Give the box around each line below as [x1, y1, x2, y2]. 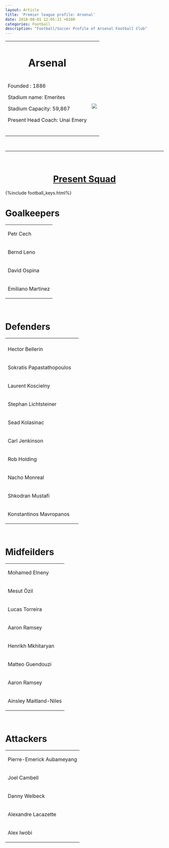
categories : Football [5, 21, 51, 27]
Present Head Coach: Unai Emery [8, 117, 87, 124]
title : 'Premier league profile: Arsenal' [5, 12, 96, 17]
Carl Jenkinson [8, 437, 44, 444]
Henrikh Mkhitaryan [8, 643, 54, 650]
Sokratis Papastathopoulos [8, 364, 71, 371]
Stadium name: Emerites [8, 94, 65, 101]
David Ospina [8, 267, 40, 274]
